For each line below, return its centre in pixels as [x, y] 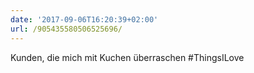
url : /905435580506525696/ [66, 29]
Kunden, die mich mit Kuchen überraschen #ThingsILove [127, 57]
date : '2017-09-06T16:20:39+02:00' [84, 19]
